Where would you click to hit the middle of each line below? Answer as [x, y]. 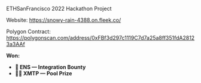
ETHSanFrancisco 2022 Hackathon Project [59, 9]
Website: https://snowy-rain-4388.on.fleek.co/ [64, 20]
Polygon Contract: [28, 31]
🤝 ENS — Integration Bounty [50, 67]
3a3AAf [16, 44]
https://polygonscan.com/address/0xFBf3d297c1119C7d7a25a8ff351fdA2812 [100, 38]
